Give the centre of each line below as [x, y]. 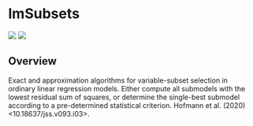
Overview [33, 61]
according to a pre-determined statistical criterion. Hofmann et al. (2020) [127, 105]
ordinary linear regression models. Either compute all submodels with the [127, 88]
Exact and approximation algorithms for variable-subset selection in [118, 80]
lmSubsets [44, 14]
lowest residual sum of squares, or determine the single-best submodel [124, 97]
